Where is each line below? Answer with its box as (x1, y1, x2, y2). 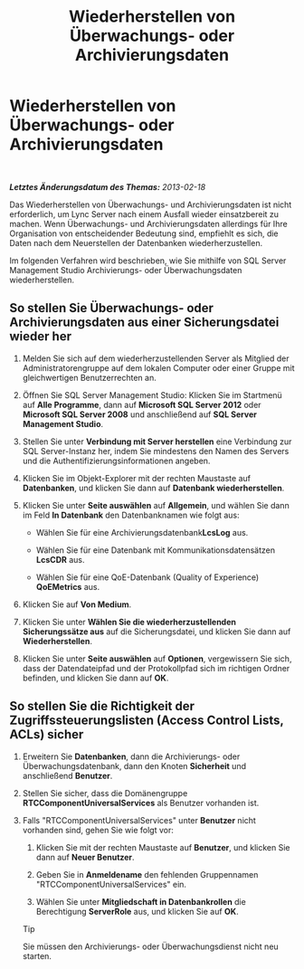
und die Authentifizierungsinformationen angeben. (22, 455, 211, 466)
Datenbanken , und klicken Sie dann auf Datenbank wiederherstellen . (22, 482, 285, 493)
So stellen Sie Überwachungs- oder (9, 300, 214, 316)
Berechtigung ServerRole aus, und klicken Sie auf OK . (35, 906, 239, 917)
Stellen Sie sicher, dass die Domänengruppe (22, 787, 188, 798)
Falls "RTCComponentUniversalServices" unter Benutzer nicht (22, 814, 256, 825)
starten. (22, 950, 52, 961)
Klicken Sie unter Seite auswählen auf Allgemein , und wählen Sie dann (22, 499, 290, 510)
